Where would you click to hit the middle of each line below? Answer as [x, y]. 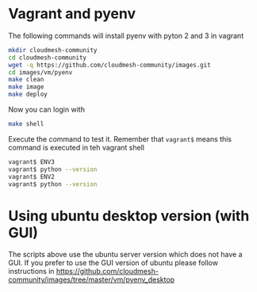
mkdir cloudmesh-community [53, 50]
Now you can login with [47, 110]
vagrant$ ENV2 [32, 176]
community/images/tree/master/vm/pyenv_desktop [92, 280]
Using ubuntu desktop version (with [129, 216]
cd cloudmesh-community [48, 57]
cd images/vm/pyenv [40, 72]
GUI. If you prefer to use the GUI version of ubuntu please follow [113, 263]
